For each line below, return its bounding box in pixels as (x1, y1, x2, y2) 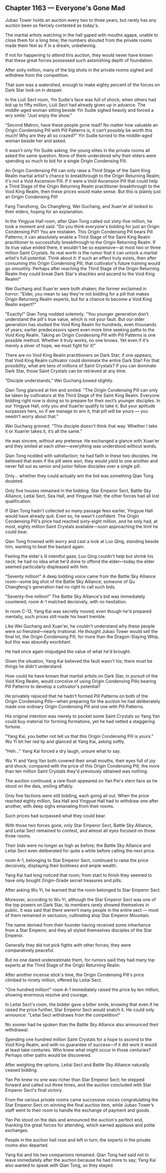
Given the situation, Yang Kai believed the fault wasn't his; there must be (5, 658, 153, 664)
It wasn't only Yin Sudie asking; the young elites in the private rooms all (5, 147, 150, 153)
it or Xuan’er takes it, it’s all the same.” (5, 428, 83, 434)
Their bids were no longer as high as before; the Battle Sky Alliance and (5, 842, 151, 848)
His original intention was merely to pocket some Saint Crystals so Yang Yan (5, 713, 161, 719)
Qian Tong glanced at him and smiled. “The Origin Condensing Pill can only (5, 387, 158, 393)
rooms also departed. (5, 1142, 49, 1148)
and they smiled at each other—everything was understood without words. (5, 443, 157, 449)
